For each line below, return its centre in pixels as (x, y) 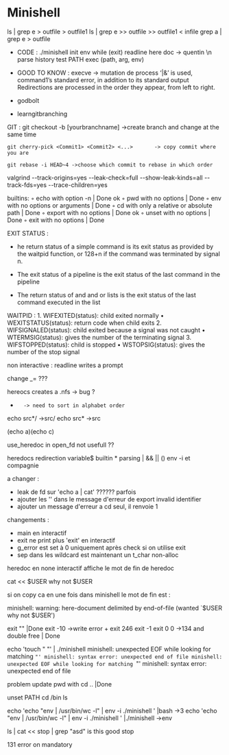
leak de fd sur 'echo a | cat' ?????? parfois (76, 492)
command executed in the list (59, 302)
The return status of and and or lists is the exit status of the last (107, 295)
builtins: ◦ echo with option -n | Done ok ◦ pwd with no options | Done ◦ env (114, 198)
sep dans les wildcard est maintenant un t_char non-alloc (98, 555)
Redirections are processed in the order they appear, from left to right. (116, 87)
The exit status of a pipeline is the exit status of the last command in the (119, 274)
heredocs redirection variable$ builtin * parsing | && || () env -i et (99, 458)
